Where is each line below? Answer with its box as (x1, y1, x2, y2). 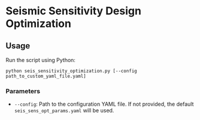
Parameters (5, 87, 40, 95)
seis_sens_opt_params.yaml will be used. (14, 107, 114, 114)
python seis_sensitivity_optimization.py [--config (5, 68, 137, 74)
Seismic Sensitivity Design (5, 4, 142, 18)
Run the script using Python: (5, 57, 76, 63)
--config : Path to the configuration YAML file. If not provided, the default (14, 100, 194, 108)
